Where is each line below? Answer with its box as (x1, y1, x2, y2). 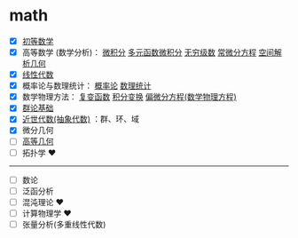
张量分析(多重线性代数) (21, 218, 106, 229)
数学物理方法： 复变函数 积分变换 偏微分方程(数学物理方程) (21, 91, 237, 102)
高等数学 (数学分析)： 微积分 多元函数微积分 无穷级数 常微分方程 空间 (21, 47, 275, 58)
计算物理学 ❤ (21, 208, 73, 218)
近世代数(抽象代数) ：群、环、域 (21, 114, 139, 124)
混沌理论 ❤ (21, 196, 65, 207)
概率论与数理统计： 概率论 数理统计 (21, 81, 152, 91)
